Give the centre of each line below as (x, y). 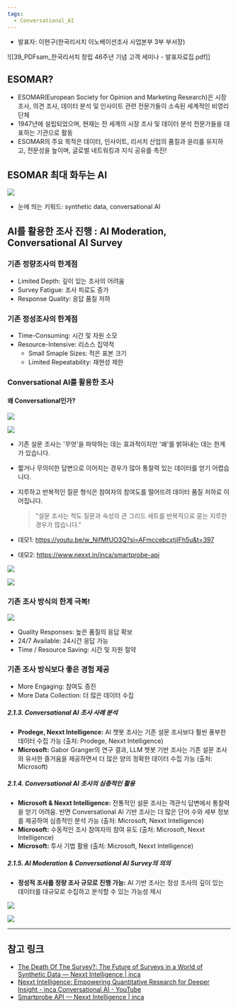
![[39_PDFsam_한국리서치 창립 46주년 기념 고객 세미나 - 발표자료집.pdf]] (109, 57)
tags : (15, 14)
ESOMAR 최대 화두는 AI (57, 175)
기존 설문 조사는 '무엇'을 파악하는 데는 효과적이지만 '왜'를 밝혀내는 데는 (115, 444)
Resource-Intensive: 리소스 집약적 (66, 345)
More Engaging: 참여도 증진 (57, 686)
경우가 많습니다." (58, 525)
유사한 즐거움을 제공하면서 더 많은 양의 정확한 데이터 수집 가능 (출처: (119, 758)
